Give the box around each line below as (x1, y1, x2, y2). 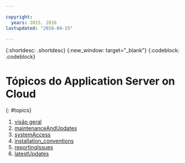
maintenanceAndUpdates (14, 125, 77, 132)
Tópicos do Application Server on (5, 74, 175, 87)
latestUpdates (14, 150, 49, 158)
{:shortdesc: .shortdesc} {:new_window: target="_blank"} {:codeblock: (5, 47, 180, 54)
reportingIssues (14, 144, 53, 151)
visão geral (14, 118, 42, 126)
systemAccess (14, 131, 51, 138)
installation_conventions (14, 137, 74, 144)
